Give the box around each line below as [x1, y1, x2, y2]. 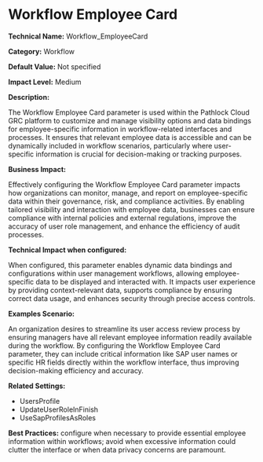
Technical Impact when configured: [8, 245, 127, 255]
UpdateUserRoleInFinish [19, 405, 99, 414]
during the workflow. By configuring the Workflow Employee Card [8, 340, 221, 350]
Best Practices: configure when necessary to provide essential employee [8, 428, 247, 438]
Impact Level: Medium [8, 77, 82, 86]
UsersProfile [19, 396, 60, 405]
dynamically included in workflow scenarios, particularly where [8, 141, 213, 150]
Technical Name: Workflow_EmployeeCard [8, 31, 148, 41]
